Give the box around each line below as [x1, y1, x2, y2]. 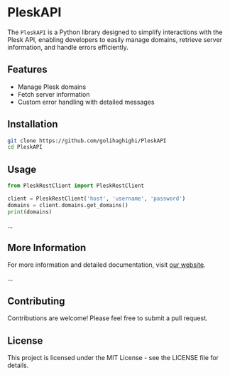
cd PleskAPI [7, 144, 43, 151]
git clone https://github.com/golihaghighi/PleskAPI [7, 137, 167, 144]
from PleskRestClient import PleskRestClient [7, 182, 144, 189]
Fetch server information [17, 90, 90, 98]
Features [7, 63, 48, 75]
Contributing [7, 295, 65, 307]
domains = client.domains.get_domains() [7, 201, 129, 208]
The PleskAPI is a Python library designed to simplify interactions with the [7, 28, 223, 36]
